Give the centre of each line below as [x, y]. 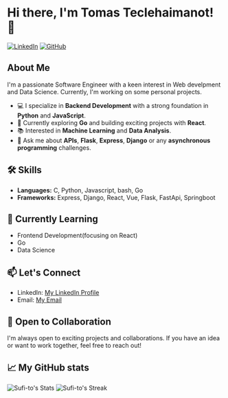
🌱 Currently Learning [53, 219]
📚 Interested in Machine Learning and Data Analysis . [94, 130]
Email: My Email [39, 300]
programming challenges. [54, 147]
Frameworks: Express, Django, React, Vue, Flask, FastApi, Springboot [116, 197]
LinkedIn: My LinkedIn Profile [58, 293]
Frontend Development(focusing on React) [77, 236]
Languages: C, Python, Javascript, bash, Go [80, 190]
